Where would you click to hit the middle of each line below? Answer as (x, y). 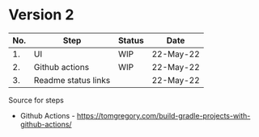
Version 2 (41, 15)
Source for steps (36, 100)
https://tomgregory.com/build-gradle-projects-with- (163, 115)
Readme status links (72, 80)
